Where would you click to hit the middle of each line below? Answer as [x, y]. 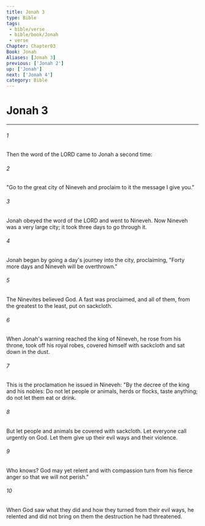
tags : [13, 23]
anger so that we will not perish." [48, 477]
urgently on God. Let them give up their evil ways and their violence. [92, 437]
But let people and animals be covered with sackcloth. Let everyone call [97, 431]
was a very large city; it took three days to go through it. [77, 227]
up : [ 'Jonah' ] [24, 69]
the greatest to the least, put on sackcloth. [59, 306]
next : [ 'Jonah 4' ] [30, 75]
